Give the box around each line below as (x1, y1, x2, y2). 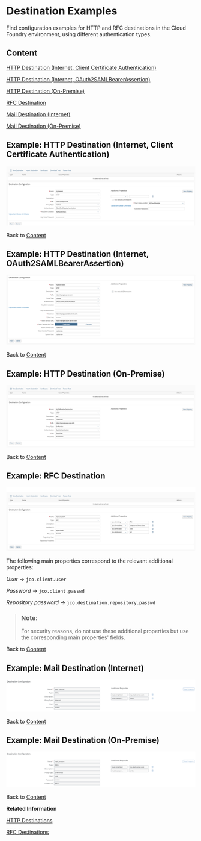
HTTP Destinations (6, 817, 53, 824)
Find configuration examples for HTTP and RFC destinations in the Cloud (6, 24, 186, 31)
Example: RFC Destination (6, 471, 106, 481)
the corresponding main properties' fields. (20, 634, 125, 641)
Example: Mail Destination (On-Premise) (6, 735, 160, 745)
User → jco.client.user (6, 575, 67, 583)
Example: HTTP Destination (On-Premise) (6, 369, 165, 379)
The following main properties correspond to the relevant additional (6, 557, 173, 564)
